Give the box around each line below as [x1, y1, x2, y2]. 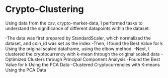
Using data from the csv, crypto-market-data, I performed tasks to [5, 20, 143, 26]
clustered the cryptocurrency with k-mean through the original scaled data [5, 51, 160, 57]
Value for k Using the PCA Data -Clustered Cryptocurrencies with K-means [5, 61, 160, 67]
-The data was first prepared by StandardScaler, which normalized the [5, 35, 151, 41]
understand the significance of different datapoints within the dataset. [5, 25, 150, 31]
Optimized [5, 56, 27, 62]
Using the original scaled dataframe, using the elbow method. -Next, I [5, 45, 150, 51]
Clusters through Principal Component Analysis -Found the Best [27, 56, 160, 62]
